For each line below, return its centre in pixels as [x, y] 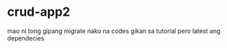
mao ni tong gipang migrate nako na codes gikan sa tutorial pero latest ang [114, 31]
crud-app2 [39, 12]
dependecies [26, 38]
